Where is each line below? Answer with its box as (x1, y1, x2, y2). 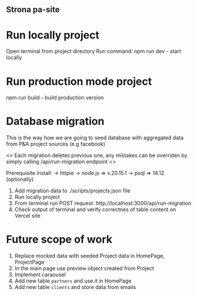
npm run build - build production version (6, 94, 104, 101)
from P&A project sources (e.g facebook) (6, 141, 106, 148)
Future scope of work (6, 233, 113, 246)
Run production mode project (6, 75, 152, 88)
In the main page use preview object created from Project (14, 265, 155, 272)
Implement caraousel (14, 271, 66, 279)
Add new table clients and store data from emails (14, 284, 136, 291)
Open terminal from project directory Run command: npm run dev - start (6, 48, 181, 55)
